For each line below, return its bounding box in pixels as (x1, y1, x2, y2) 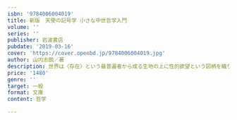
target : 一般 (7, 83, 44, 90)
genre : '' (7, 76, 37, 83)
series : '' (7, 30, 39, 37)
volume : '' (7, 23, 39, 30)
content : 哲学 (7, 96, 47, 103)
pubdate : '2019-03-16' (7, 43, 74, 50)
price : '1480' (7, 69, 49, 76)
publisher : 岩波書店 (7, 37, 63, 44)
